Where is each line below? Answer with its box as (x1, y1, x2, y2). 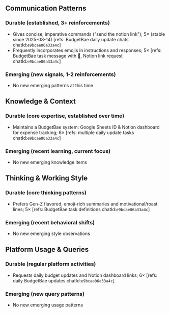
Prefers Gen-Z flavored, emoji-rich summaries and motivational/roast (12, 201, 158, 207)
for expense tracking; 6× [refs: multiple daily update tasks (12, 129, 134, 136)
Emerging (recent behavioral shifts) (5, 219, 95, 226)
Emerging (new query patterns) (5, 290, 85, 297)
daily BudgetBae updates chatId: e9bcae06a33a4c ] (12, 277, 115, 283)
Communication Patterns (5, 4, 87, 13)
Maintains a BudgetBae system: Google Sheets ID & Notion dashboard (12, 124, 160, 130)
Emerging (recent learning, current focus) (5, 147, 111, 154)
